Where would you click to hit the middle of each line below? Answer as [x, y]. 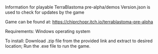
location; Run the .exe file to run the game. [48, 46]
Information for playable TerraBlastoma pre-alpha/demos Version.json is [78, 7]
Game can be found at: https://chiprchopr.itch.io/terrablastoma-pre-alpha [79, 22]
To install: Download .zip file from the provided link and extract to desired [79, 41]
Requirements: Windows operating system [48, 31]
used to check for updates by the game [45, 12]
